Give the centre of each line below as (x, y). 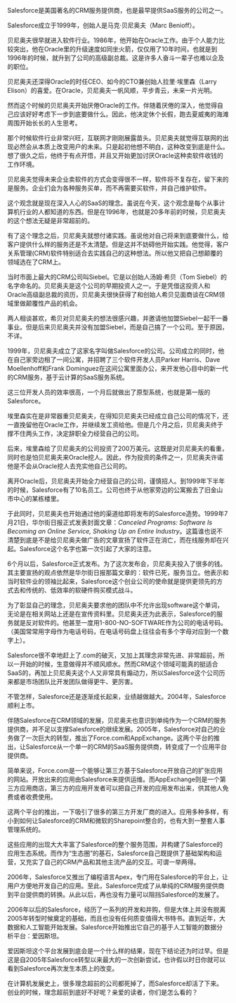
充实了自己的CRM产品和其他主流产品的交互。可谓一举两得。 (113, 862)
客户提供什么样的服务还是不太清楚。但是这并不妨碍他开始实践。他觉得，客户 (118, 244)
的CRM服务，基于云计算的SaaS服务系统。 (68, 377)
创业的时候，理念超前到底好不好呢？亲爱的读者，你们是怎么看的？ (103, 992)
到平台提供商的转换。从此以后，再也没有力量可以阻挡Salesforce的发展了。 (115, 895)
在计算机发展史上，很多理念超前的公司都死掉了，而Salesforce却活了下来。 (115, 983)
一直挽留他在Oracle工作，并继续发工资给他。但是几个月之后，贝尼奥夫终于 (115, 425)
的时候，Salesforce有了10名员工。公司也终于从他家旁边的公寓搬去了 (106, 490)
